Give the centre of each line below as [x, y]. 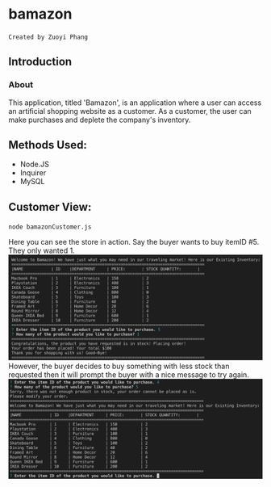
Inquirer [33, 173]
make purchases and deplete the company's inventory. [100, 120]
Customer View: [50, 207]
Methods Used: [48, 145]
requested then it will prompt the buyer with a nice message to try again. [129, 375]
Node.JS [35, 164]
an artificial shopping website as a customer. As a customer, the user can [130, 111]
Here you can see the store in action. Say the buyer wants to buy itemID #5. [134, 242]
